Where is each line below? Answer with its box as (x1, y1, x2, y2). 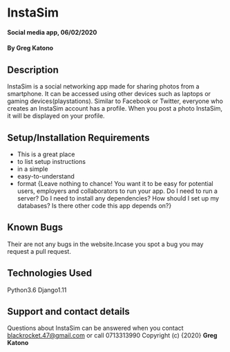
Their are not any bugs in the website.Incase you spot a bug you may (7, 240, 204, 248)
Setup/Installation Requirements (7, 131, 150, 143)
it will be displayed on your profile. (7, 112, 105, 120)
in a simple (17, 165, 48, 173)
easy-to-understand (17, 172, 75, 180)
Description (7, 64, 59, 75)
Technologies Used (7, 268, 92, 279)
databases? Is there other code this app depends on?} (17, 202, 172, 210)
